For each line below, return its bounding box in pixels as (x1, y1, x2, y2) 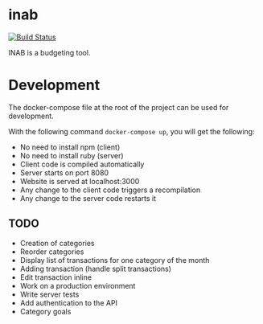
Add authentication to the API (19, 297, 118, 307)
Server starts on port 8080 (19, 167, 109, 178)
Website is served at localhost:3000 (19, 176, 140, 186)
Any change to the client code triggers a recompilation (19, 185, 201, 195)
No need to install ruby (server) (19, 150, 124, 160)
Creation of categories (19, 238, 95, 248)
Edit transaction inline (19, 272, 92, 282)
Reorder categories (19, 247, 84, 256)
